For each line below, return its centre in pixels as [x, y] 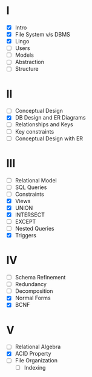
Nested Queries [34, 228]
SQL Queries [31, 187]
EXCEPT [25, 221]
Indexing [35, 367]
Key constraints [34, 131]
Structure [27, 69]
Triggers [25, 235]
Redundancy [31, 284]
